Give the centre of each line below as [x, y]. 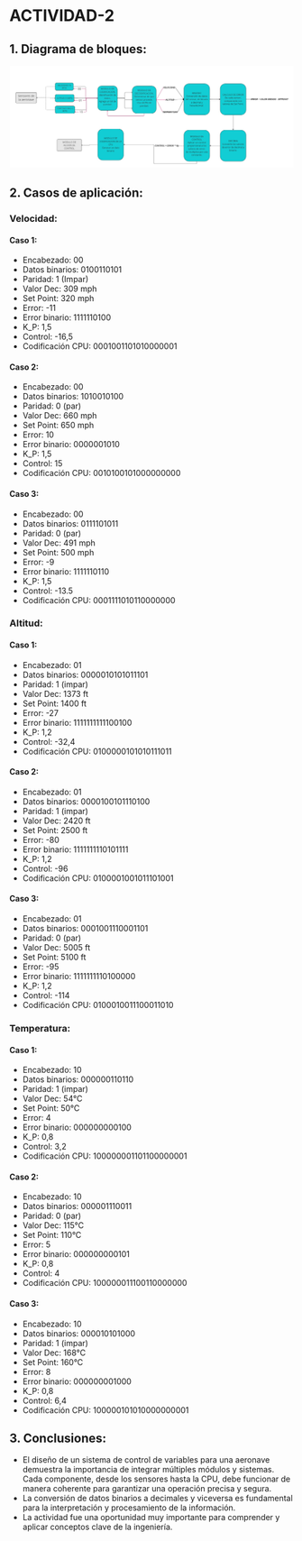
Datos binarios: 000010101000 [79, 1333]
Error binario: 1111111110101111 [75, 849]
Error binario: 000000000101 [76, 1254]
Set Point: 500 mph [58, 552]
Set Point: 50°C [51, 1108]
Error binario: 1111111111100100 [77, 722]
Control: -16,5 [48, 337]
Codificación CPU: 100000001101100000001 [105, 1156]
